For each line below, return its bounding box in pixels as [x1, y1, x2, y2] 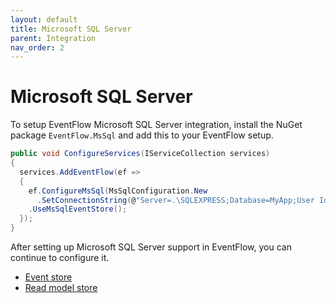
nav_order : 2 [10, 42, 65, 53]
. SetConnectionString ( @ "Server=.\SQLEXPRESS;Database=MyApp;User [36, 195, 315, 205]
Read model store [24, 282, 98, 294]
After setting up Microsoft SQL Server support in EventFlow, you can [10, 241, 292, 253]
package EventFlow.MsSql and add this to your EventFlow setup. [10, 129, 274, 141]
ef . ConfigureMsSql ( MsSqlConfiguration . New [28, 186, 208, 196]
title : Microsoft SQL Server [10, 24, 132, 34]
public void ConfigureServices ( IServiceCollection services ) [10, 149, 271, 159]
